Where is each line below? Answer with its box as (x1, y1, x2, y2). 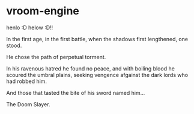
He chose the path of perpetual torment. (6, 53, 106, 60)
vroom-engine (6, 4, 80, 18)
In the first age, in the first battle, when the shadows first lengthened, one (6, 35, 188, 42)
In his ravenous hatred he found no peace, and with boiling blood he (6, 64, 175, 72)
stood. (6, 42, 22, 49)
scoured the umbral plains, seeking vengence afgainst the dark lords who (6, 71, 188, 78)
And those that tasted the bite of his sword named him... (6, 89, 145, 96)
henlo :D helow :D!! (6, 24, 53, 31)
